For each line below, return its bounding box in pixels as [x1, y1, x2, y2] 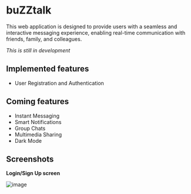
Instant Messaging [14, 112, 60, 119]
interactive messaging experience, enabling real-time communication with [6, 29, 186, 36]
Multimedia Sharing [14, 131, 62, 138]
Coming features [6, 96, 69, 106]
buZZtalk [6, 4, 52, 17]
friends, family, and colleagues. [6, 35, 82, 42]
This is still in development [6, 46, 71, 53]
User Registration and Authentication [14, 79, 105, 86]
